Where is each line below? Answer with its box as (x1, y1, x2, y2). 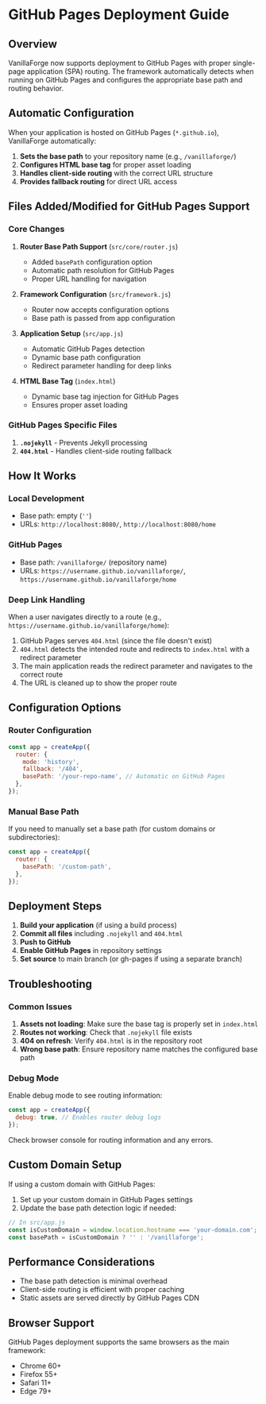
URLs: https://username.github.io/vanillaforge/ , (19, 565, 186, 575)
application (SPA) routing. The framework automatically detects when (26, 67, 254, 76)
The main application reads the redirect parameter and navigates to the (19, 661, 253, 671)
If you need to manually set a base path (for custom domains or (8, 824, 216, 834)
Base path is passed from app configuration (31, 313, 175, 322)
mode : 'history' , (22, 758, 80, 766)
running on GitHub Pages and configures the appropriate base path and (8, 75, 243, 84)
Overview (8, 37, 58, 51)
